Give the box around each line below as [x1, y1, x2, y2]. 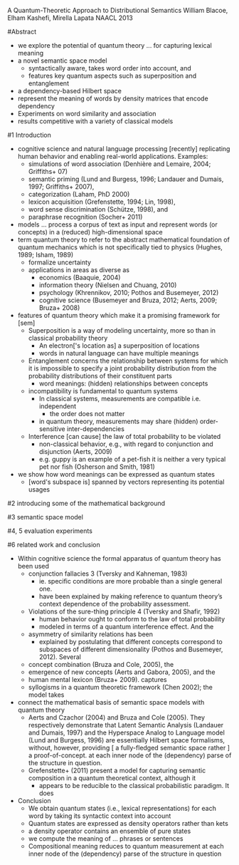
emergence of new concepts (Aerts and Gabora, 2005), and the [28, 668, 216, 676]
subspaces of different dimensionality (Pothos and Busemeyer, [38, 645, 223, 653]
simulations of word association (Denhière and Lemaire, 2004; [28, 160, 211, 168]
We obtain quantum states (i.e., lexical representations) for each [28, 804, 217, 812]
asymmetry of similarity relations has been [28, 630, 153, 638]
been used [17, 562, 50, 570]
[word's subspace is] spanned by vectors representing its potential [28, 477, 225, 486]
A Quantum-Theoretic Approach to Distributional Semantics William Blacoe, [7, 6, 228, 14]
